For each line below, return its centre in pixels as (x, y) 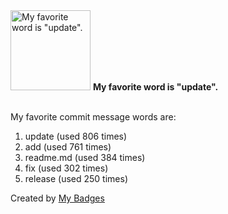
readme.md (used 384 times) (85, 157)
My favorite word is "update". (155, 87)
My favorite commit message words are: (93, 117)
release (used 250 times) (76, 178)
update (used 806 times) (76, 136)
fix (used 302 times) (66, 168)
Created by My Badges (57, 198)
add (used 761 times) (68, 147)
